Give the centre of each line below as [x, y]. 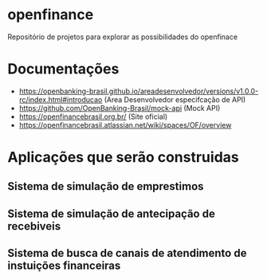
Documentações [63, 69]
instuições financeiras [64, 266]
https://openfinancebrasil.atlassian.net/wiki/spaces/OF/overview [125, 124]
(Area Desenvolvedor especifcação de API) [175, 99]
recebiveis [34, 226]
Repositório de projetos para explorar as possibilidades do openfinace [123, 37]
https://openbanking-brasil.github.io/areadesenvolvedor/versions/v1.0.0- [139, 91]
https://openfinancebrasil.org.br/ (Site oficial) [93, 116]
